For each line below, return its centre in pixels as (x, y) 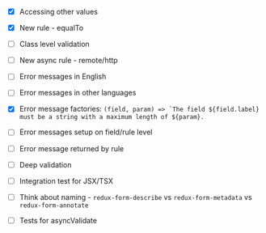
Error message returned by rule (72, 148)
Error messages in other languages (78, 93)
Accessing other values (59, 12)
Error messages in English (63, 77)
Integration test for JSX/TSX (66, 180)
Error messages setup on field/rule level (86, 132)
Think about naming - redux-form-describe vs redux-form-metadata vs (135, 197)
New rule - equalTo (51, 28)
